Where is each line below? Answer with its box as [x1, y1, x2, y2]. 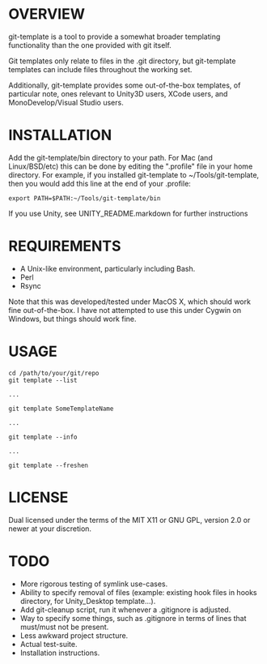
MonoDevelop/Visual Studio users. [8, 97, 124, 107]
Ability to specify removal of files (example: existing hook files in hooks [19, 587, 257, 597]
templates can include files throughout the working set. [8, 64, 193, 74]
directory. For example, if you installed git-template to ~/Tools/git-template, [8, 169, 260, 179]
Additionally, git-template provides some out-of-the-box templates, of [8, 80, 241, 90]
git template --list [8, 376, 78, 384]
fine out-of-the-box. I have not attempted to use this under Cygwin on [8, 305, 241, 315]
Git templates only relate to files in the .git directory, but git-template [8, 56, 236, 66]
